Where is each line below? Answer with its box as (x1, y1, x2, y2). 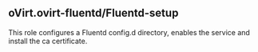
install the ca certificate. (8, 36, 88, 46)
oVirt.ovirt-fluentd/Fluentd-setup (8, 6, 179, 20)
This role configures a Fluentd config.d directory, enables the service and (8, 27, 250, 37)
